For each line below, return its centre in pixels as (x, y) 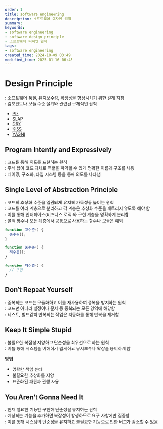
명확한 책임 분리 (27, 369)
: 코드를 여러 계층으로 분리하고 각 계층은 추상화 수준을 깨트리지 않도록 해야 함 (78, 208)
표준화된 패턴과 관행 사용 (36, 382)
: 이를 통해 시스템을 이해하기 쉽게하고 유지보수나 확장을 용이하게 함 (68, 348)
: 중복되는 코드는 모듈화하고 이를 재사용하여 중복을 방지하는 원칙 (65, 302)
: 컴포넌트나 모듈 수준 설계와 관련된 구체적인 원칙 (51, 104)
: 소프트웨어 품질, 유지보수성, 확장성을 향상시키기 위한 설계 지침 (65, 98)
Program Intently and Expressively (58, 150)
